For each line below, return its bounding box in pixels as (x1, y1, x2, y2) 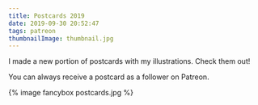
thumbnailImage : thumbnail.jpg (8, 34, 114, 43)
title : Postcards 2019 (8, 11, 85, 20)
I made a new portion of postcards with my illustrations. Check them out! (8, 57, 251, 66)
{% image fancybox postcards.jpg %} (8, 88, 133, 98)
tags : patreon (8, 27, 57, 35)
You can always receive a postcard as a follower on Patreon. (8, 72, 209, 82)
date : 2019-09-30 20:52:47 (8, 19, 99, 27)
